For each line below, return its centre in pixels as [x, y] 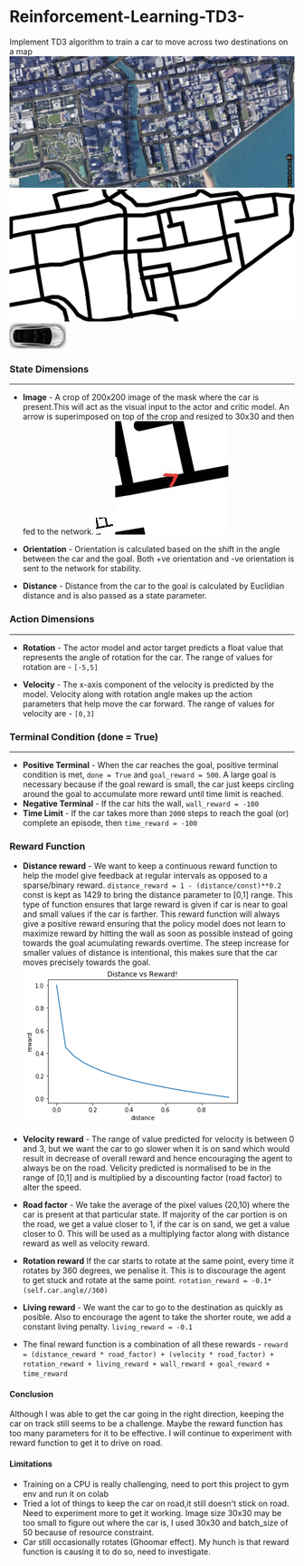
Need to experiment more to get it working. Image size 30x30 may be [152, 1513]
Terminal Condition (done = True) [84, 736]
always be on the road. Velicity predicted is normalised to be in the [147, 1168]
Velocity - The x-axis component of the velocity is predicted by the [148, 684]
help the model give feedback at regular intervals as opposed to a [145, 876]
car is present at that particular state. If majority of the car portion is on [155, 1215]
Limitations [31, 1464]
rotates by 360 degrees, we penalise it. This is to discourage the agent [154, 1270]
